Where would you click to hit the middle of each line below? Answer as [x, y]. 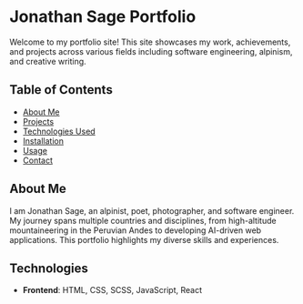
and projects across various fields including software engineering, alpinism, [151, 51]
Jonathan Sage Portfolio [103, 17]
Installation [43, 141]
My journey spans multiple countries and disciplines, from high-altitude [143, 220]
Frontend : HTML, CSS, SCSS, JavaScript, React [112, 290]
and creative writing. [48, 61]
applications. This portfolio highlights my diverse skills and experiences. [144, 239]
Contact [37, 160]
